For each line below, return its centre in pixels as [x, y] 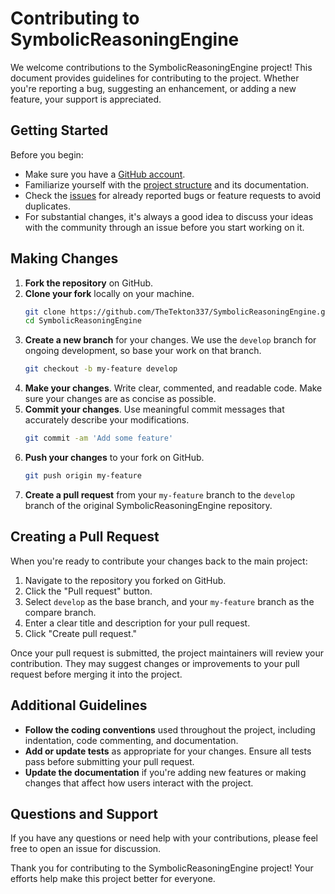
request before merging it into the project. [96, 674]
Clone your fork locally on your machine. [109, 293]
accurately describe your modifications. [107, 420]
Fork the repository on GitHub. [89, 283]
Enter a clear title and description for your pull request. [137, 623]
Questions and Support [84, 813]
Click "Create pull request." [81, 633]
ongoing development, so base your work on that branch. [143, 351]
